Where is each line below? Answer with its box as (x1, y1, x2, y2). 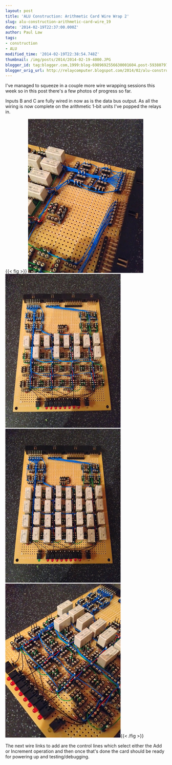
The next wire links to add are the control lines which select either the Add (5, 743, 162, 749)
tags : (5, 35, 17, 41)
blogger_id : (5, 62, 31, 68)
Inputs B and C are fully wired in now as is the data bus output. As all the (5, 98, 158, 104)
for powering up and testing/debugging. (5, 754, 90, 760)
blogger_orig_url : (5, 68, 45, 73)
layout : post (5, 8, 33, 13)
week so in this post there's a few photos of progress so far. (5, 88, 132, 94)
